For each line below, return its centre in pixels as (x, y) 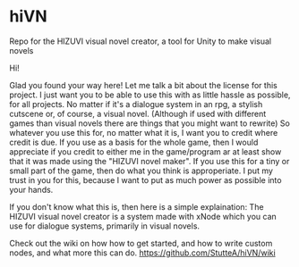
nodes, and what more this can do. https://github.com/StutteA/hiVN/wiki (142, 253)
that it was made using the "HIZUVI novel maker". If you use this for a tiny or (149, 161)
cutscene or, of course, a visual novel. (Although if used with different (138, 113)
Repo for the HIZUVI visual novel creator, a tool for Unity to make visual (140, 41)
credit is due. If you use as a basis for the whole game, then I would (134, 142)
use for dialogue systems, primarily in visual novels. (104, 226)
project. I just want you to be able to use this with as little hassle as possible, (150, 95)
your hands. (31, 189)
